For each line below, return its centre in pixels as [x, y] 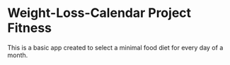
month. [18, 55]
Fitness [29, 28]
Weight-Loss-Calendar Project [99, 13]
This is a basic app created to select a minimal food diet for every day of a [115, 47]
